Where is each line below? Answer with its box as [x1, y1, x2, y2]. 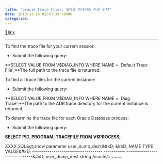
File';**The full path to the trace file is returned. [5, 67, 101, 73]
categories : [5, 16, 29, 21]
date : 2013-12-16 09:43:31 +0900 [5, 12, 73, 16]
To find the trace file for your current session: [5, 43, 96, 49]
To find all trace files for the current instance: [5, 77, 96, 82]
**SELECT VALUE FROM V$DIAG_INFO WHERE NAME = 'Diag [5, 96, 130, 101]
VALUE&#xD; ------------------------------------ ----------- [5, 148, 125, 154]
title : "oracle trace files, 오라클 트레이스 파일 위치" [5, 7, 112, 12]
